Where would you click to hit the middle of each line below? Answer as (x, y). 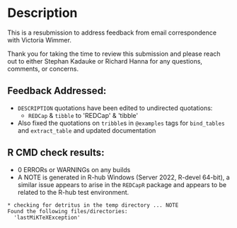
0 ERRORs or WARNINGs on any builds (74, 169)
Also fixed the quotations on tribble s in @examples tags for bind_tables (121, 123)
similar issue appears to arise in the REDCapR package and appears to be (122, 184)
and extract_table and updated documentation (87, 130)
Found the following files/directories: (68, 211)
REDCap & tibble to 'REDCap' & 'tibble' (83, 115)
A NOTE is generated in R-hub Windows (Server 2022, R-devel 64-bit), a (123, 177)
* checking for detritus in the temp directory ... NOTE (93, 205)
